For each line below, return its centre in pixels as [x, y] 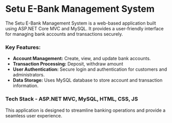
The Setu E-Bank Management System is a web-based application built [81, 23]
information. [25, 86]
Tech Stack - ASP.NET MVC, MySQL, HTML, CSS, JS [72, 99]
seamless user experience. [34, 115]
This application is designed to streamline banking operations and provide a [85, 110]
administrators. [29, 75]
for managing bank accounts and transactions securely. [64, 34]
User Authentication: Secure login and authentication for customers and [90, 69]
